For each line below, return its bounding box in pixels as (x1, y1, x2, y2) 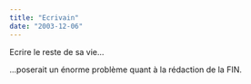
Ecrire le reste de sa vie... (9, 46, 105, 57)
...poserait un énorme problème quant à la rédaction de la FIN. (9, 64, 243, 75)
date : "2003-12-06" (9, 22, 84, 31)
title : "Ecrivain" (9, 13, 79, 23)
